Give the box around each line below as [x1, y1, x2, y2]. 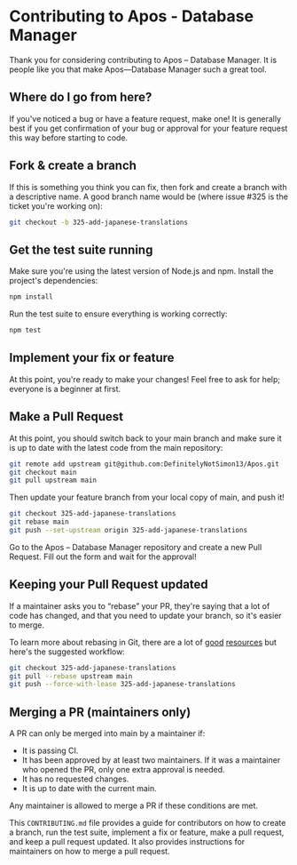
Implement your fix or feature [9, 350, 175, 365]
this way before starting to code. [9, 132, 129, 143]
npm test [9, 326, 42, 335]
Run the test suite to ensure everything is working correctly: [9, 308, 228, 319]
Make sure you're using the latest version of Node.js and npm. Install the [9, 266, 274, 276]
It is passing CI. [21, 745, 79, 757]
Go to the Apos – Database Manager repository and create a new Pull [9, 541, 262, 552]
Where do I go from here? [9, 90, 152, 105]
